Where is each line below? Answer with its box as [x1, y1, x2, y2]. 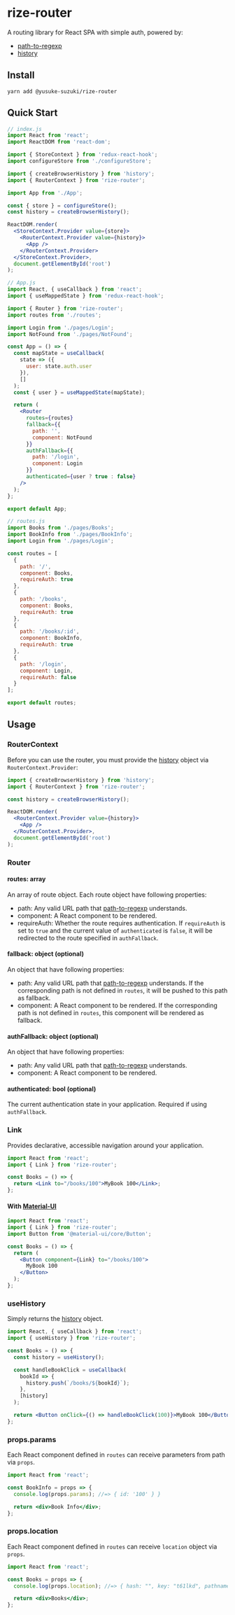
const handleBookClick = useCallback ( [13, 1366, 127, 1373]
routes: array [7, 875, 46, 883]
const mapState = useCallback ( [13, 350, 105, 357]
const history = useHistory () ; [13, 1353, 105, 1361]
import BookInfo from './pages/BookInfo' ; [7, 531, 133, 538]
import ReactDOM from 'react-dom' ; [7, 139, 111, 146]
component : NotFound [32, 434, 92, 441]
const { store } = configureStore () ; [7, 202, 117, 209]
